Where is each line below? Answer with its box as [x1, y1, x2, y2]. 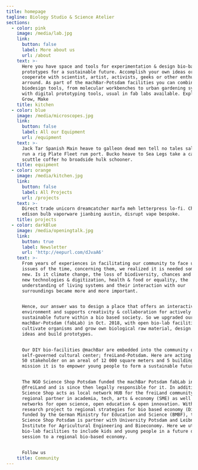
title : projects [16, 217, 57, 223]
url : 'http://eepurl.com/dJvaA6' [21, 250, 104, 256]
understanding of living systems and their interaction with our [21, 282, 186, 289]
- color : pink [11, 25, 46, 31]
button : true [21, 239, 54, 244]
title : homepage [6, 8, 46, 15]
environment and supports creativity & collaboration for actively [21, 309, 192, 315]
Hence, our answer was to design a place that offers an [21, 304, 165, 310]
